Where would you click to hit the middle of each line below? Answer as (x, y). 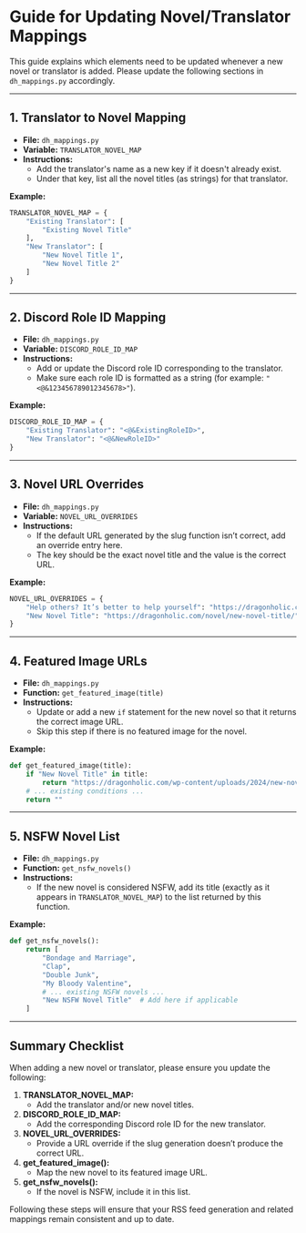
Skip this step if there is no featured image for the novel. (142, 731)
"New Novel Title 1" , (83, 255)
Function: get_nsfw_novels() (77, 868)
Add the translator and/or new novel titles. (115, 1105)
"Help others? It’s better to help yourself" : (116, 607)
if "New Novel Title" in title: (87, 774)
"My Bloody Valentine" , (87, 983)
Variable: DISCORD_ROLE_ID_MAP (80, 349)
